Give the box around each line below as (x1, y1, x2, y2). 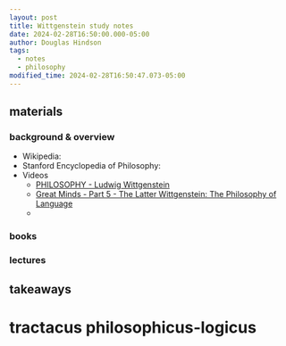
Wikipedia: (21, 151, 62, 161)
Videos (21, 170, 49, 181)
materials (9, 104, 63, 119)
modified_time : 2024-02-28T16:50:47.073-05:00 (9, 71, 186, 80)
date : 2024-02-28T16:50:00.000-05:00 (9, 29, 150, 38)
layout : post (9, 12, 58, 22)
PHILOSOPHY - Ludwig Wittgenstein (35, 179, 170, 190)
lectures (9, 254, 46, 267)
